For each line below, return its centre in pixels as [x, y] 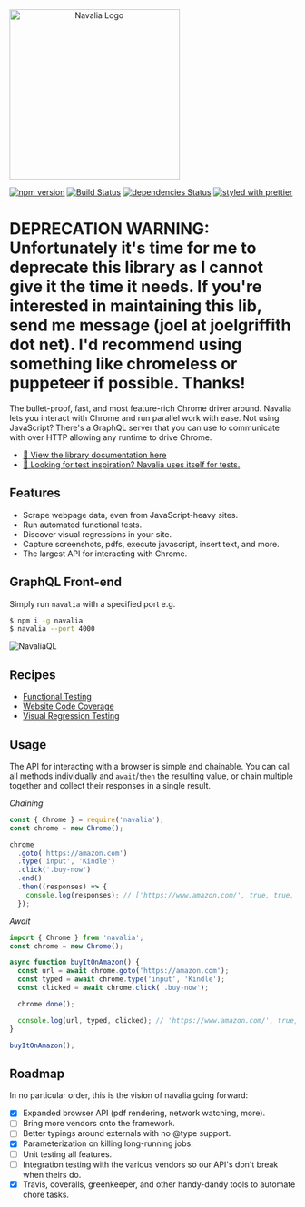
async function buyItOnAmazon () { [75, 962]
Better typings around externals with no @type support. [127, 1133]
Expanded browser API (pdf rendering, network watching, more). [144, 1113]
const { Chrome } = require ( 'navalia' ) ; [87, 819]
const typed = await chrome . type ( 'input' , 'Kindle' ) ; [121, 979]
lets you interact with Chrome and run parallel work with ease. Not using [144, 417]
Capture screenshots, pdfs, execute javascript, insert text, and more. [151, 544]
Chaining [26, 803]
